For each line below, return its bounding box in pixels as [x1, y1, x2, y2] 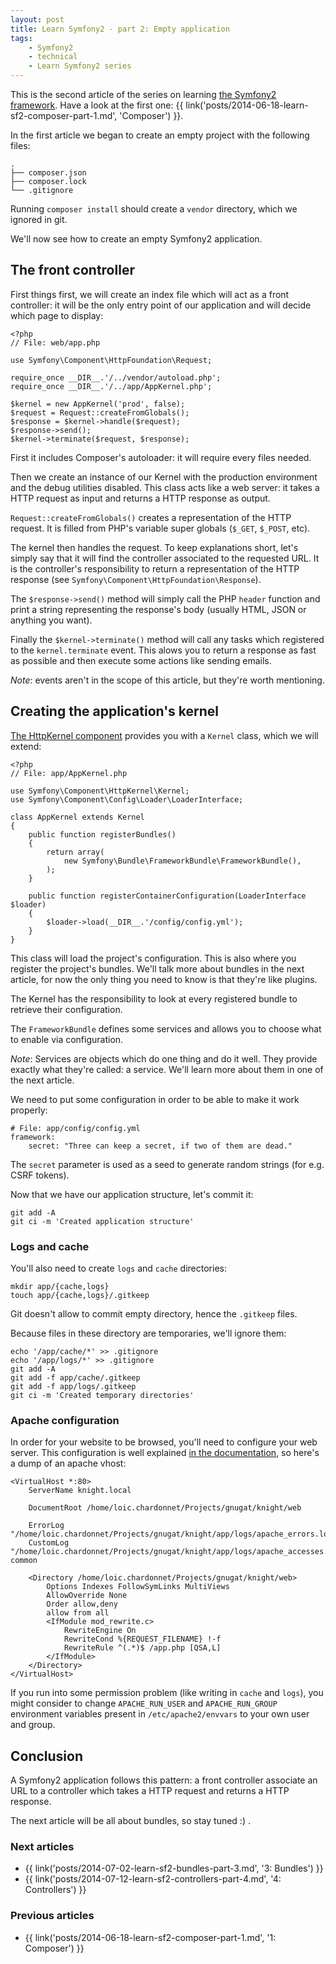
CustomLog [28, 1538, 70, 1548]
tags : [10, 33, 33, 43]
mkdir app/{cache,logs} [10, 1281, 110, 1291]
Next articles [10, 1839, 75, 1853]
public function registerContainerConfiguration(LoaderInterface [28, 891, 307, 901]
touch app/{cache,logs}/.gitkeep [10, 1290, 150, 1300]
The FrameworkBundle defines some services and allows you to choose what [10, 1022, 322, 1035]
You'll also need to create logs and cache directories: [10, 1262, 227, 1274]
